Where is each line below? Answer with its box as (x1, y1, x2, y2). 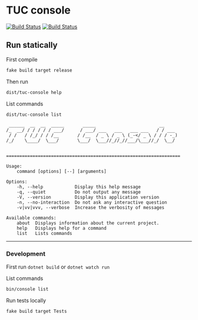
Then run (6, 78, 28, 85)
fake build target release (6, 67, 72, 73)
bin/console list (6, 286, 49, 292)
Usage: (6, 164, 22, 169)
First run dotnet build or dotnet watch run (6, 263, 110, 270)
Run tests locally (6, 296, 46, 304)
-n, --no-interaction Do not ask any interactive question (16, 200, 167, 205)
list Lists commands (16, 231, 72, 237)
